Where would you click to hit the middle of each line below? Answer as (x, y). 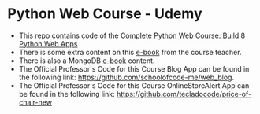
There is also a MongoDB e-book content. (87, 61)
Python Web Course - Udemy (105, 14)
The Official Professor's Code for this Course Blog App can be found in (134, 68)
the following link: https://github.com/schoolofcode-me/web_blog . (126, 77)
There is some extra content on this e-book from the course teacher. (130, 52)
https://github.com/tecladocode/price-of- (184, 94)
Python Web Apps (48, 43)
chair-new (35, 102)
